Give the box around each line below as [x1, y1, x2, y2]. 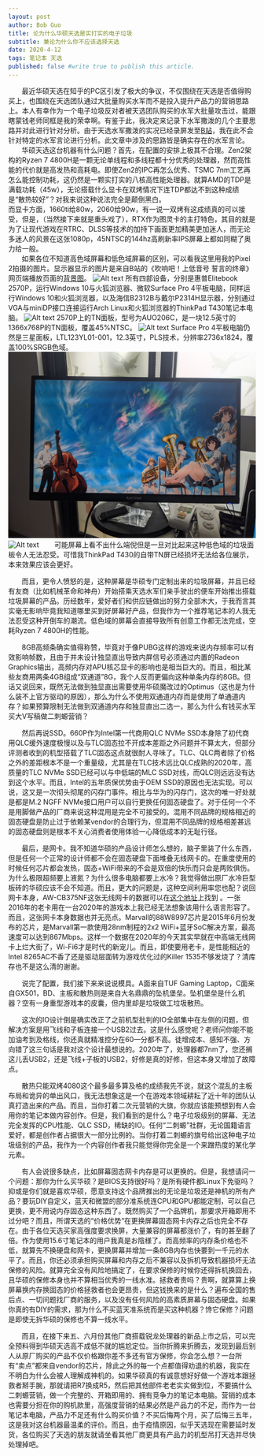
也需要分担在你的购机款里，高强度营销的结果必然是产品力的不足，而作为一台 [8, 1400, 256, 1409]
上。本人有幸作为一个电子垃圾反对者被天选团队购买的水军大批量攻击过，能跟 [8, 106, 256, 115]
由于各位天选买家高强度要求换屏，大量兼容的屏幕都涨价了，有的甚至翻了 [21, 1226, 256, 1235]
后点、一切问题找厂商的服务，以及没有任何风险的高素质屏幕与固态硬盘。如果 [8, 1294, 256, 1304]
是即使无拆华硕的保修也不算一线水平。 [8, 1314, 132, 1324]
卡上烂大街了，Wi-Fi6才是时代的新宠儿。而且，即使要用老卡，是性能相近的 [8, 942, 250, 951]
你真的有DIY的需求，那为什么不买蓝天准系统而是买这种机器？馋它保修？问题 [8, 1305, 254, 1314]
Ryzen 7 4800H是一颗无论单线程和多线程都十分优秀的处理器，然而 [21, 155, 238, 165]
